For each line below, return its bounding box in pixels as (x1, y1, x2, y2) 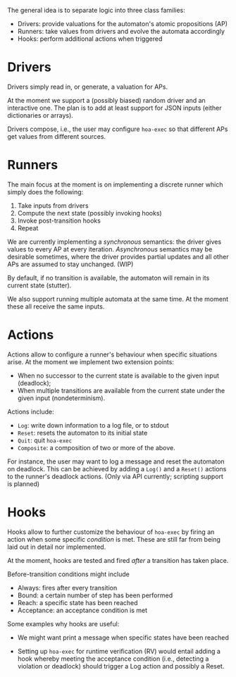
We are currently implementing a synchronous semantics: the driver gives (7, 237, 222, 246)
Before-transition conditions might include (7, 570, 130, 578)
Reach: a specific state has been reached (17, 598, 139, 607)
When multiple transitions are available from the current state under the (17, 386, 225, 395)
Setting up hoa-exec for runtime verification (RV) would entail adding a (17, 647, 221, 655)
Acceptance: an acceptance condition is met (17, 606, 148, 614)
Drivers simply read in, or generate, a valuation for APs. (7, 82, 168, 91)
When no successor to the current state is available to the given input (17, 371, 220, 380)
